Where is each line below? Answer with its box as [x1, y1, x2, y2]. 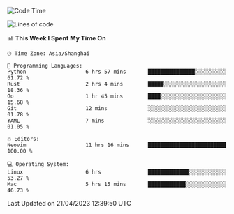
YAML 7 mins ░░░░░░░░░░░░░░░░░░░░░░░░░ [7, 117, 227, 124]
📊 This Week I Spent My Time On [7, 34, 106, 42]
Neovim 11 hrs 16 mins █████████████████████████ [7, 142, 227, 148]
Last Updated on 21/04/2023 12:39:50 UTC [7, 199, 131, 207]
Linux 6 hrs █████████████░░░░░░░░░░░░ [7, 169, 227, 176]
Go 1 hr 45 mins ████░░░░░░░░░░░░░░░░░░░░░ [7, 93, 227, 100]
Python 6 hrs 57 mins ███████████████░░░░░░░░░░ [7, 68, 227, 75]
